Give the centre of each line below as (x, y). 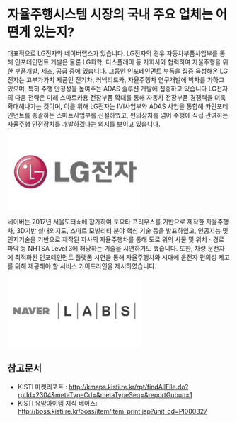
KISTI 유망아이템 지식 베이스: (57, 403)
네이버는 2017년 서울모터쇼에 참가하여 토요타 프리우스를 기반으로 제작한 (106, 222)
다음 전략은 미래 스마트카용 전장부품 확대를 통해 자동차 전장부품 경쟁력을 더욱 (120, 97)
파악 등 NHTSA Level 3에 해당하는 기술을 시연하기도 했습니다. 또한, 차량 (107, 248)
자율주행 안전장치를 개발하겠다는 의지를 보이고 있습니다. (84, 124)
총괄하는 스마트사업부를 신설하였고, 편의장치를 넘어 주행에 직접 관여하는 (130, 115)
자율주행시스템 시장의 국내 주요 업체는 (110, 15)
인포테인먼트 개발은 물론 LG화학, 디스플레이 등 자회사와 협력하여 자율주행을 (118, 62)
